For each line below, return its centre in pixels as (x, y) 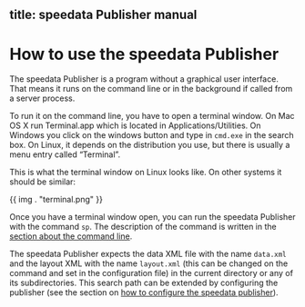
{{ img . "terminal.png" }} (56, 200)
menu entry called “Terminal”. (65, 154)
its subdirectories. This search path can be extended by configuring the (144, 283)
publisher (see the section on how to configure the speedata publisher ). (144, 292)
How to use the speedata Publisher (144, 54)
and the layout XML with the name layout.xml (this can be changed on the (149, 263)
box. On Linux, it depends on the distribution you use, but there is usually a (150, 145)
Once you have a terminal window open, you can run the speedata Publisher (152, 217)
